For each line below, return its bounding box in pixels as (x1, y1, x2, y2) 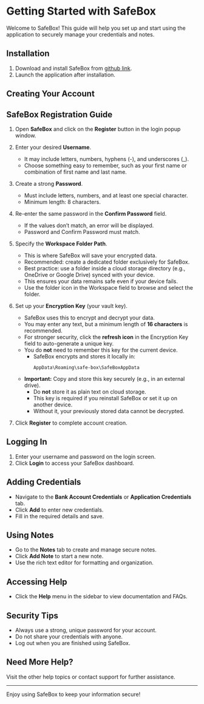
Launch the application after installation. (15, 71, 115, 78)
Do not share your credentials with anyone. (15, 633, 123, 640)
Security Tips (6, 610, 59, 621)
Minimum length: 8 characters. (24, 198, 101, 205)
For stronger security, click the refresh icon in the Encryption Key (24, 333, 189, 341)
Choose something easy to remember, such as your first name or (24, 162, 187, 169)
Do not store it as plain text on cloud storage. (33, 388, 147, 395)
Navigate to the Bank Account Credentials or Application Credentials (15, 493, 192, 501)
